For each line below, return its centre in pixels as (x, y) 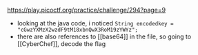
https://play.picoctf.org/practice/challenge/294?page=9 (87, 10)
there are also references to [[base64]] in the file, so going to (104, 36)
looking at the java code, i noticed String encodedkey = (95, 23)
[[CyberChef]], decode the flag (61, 44)
